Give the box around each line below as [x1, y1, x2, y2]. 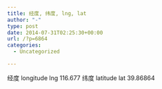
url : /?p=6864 [7, 36, 48, 42]
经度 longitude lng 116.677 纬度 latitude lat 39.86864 [7, 73, 155, 82]
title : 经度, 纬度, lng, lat [7, 10, 87, 17]
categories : [7, 42, 41, 49]
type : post [7, 23, 39, 29]
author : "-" [7, 16, 41, 23]
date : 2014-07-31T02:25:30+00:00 [7, 29, 103, 36]
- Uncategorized [13, 49, 60, 55]
